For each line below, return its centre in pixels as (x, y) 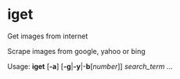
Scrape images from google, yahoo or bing (76, 51)
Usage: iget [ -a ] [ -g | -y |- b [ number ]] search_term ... (90, 66)
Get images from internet (48, 36)
